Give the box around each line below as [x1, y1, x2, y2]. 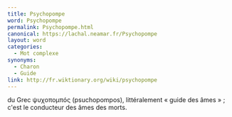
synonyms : [7, 57, 37, 64]
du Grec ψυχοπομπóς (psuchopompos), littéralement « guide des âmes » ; [7, 96, 226, 104]
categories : [7, 43, 43, 50]
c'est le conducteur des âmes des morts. [7, 104, 127, 112]
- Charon [14, 63, 40, 70]
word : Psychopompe [7, 17, 62, 24]
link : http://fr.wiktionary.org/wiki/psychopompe [7, 76, 158, 84]
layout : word [7, 37, 46, 44]
